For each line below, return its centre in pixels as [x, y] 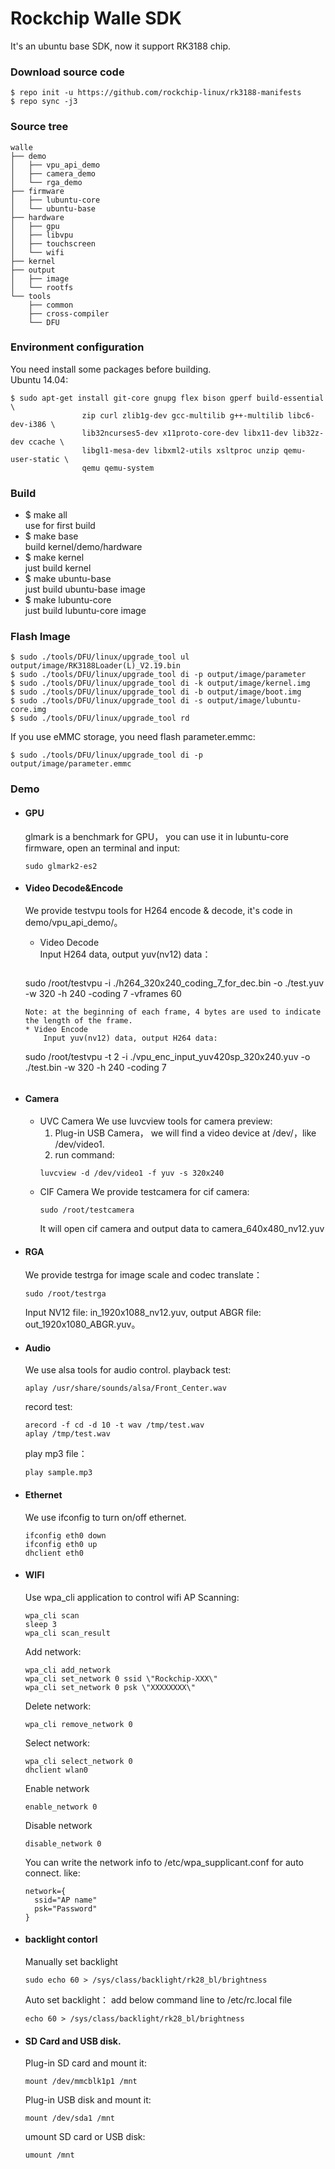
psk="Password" [66, 1908]
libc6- [301, 415]
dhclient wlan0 [56, 1770]
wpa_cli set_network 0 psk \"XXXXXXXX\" [110, 1687]
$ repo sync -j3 [44, 102]
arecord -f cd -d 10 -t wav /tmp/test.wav [114, 1425]
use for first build [60, 526]
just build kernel [58, 568]
